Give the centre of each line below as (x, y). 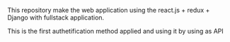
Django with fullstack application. (56, 17)
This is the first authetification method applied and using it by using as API (116, 31)
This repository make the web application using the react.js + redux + (109, 10)
